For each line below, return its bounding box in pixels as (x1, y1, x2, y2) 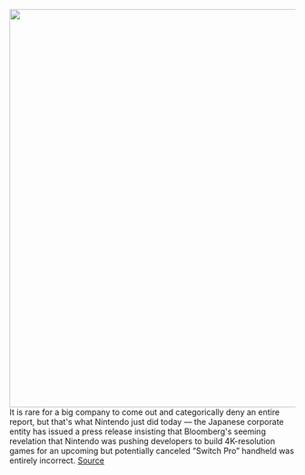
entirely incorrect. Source (9, 455, 105, 466)
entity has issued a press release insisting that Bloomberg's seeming (9, 426, 266, 437)
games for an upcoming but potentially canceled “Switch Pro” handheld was (9, 446, 295, 456)
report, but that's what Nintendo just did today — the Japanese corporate (9, 417, 284, 427)
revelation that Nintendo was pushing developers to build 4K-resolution (9, 436, 276, 446)
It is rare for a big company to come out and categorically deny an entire (9, 407, 280, 418)
